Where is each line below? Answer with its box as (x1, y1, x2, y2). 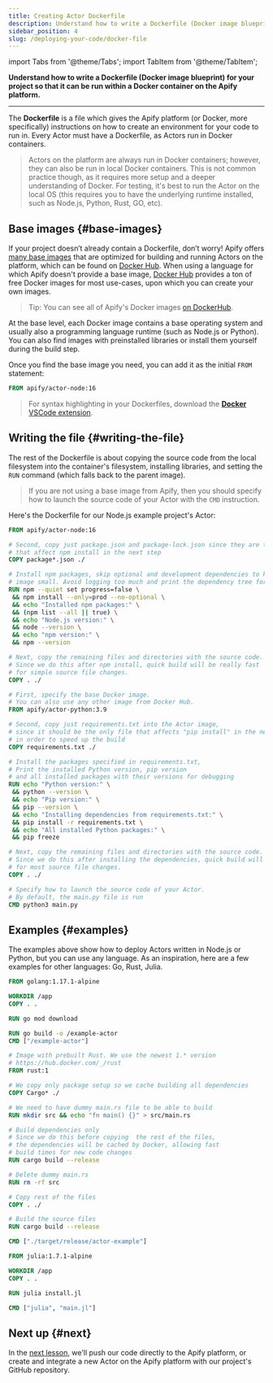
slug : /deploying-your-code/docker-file (8, 34, 148, 43)
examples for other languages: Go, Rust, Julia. (8, 962, 163, 972)
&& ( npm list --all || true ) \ (11, 608, 118, 617)
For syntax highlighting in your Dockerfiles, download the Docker (28, 399, 247, 408)
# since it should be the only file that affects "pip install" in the (8, 728, 256, 736)
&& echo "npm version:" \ (11, 631, 100, 639)
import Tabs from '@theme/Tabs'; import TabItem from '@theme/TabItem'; (8, 57, 258, 67)
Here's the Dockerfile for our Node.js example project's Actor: (8, 510, 216, 520)
